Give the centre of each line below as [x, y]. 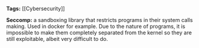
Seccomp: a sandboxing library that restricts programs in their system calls [100, 20]
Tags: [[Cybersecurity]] [35, 9]
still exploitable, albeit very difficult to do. [57, 39]
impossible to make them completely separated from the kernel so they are [99, 33]
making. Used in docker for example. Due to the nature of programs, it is [96, 26]
